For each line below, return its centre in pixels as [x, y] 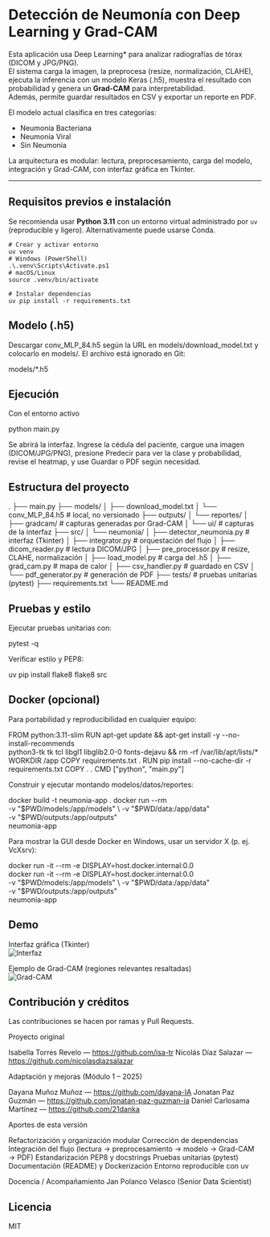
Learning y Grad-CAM [83, 32]
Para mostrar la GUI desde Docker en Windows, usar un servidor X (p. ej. [129, 841]
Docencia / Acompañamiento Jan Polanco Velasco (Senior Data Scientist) [130, 1182]
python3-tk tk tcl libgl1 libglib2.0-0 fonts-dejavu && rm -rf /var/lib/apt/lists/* [133, 752]
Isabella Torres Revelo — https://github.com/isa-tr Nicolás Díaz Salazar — [131, 1053]
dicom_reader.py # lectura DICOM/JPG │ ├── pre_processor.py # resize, [129, 549]
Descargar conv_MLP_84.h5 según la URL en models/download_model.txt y [133, 345]
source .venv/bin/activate [53, 280]
